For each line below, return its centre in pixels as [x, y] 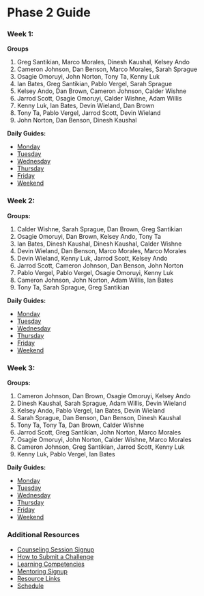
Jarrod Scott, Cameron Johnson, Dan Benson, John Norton [100, 265]
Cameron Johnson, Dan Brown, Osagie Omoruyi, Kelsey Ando [104, 396]
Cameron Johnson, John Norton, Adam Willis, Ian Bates [95, 280]
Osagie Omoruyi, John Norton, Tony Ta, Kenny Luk [88, 77]
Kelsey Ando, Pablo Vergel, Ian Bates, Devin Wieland [91, 411]
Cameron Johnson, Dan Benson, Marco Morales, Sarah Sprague [107, 69]
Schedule [30, 586]
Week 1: [20, 34]
